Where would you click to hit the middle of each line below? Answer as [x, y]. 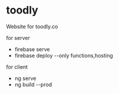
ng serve [25, 78]
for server [18, 38]
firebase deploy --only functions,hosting [64, 55]
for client [17, 67]
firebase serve [32, 49]
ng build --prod [33, 84]
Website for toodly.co [32, 26]
